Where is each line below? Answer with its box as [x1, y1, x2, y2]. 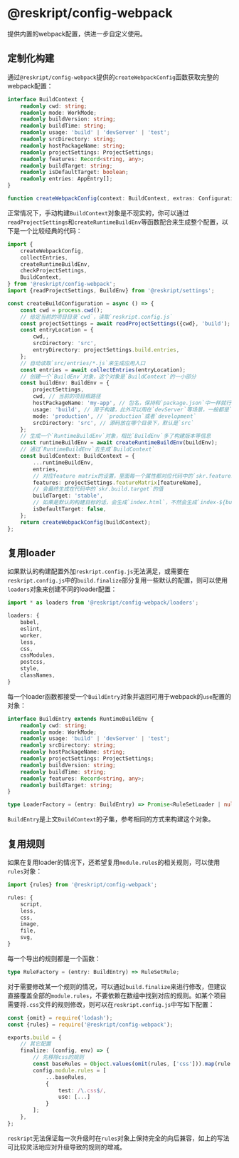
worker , [20, 632, 43, 639]
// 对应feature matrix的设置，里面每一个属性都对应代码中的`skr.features [33, 472, 235, 479]
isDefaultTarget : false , [33, 506, 107, 513]
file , [20, 927, 37, 935]
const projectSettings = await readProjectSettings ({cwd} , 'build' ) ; [20, 319, 231, 327]
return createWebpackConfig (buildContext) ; [20, 518, 152, 526]
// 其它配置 [20, 1040, 51, 1047]
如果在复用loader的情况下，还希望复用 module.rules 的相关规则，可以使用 [7, 858, 221, 866]
